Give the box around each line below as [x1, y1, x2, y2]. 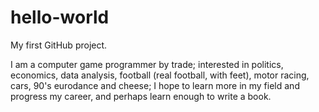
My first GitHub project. [10, 39, 108, 51]
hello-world [10, 6, 110, 29]
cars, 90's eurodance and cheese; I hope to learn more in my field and [10, 79, 300, 91]
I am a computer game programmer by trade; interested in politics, [10, 58, 284, 70]
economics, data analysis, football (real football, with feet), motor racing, [10, 69, 310, 81]
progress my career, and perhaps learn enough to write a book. [10, 90, 272, 102]
